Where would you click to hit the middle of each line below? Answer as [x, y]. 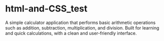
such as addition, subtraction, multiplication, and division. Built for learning [82, 27]
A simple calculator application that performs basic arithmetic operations [80, 22]
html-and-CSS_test [46, 9]
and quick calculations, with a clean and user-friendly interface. [71, 33]
